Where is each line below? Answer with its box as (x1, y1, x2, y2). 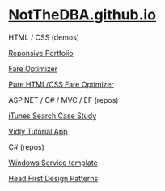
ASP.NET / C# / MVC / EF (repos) (8, 95, 119, 104)
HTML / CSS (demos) (8, 32, 79, 42)
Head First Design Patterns (8, 173, 99, 183)
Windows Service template (8, 158, 99, 168)
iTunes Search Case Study (8, 111, 97, 121)
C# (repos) (8, 142, 44, 151)
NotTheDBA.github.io (8, 6, 156, 24)
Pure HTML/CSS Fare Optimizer (8, 79, 115, 89)
